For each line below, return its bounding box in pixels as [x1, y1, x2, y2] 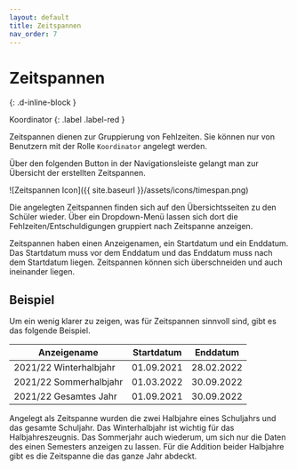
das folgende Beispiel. [9, 325, 91, 336]
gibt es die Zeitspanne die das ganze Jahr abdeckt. [9, 450, 197, 462]
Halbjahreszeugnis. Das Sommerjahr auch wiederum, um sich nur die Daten [9, 432, 286, 442]
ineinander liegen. [9, 267, 76, 277]
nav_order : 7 [9, 29, 58, 38]
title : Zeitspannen [9, 21, 82, 30]
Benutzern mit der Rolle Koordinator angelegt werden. [9, 141, 207, 152]
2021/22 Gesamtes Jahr [13, 390, 117, 402]
